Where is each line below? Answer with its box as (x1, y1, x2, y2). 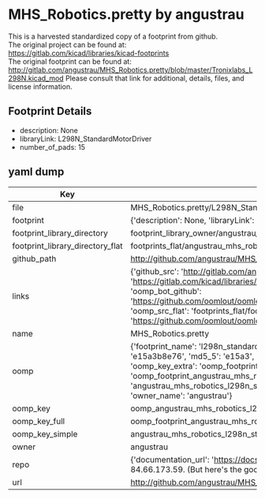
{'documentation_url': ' (129, 454, 215, 465)
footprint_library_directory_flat (12, 240, 123, 251)
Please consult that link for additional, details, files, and (65, 73, 244, 83)
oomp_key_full (12, 415, 65, 426)
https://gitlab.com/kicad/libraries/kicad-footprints (8, 48, 170, 58)
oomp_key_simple (12, 428, 78, 439)
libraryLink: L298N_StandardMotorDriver (19, 134, 152, 143)
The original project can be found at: (8, 39, 127, 49)
